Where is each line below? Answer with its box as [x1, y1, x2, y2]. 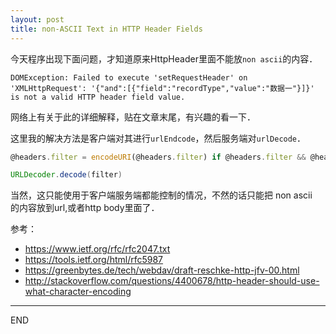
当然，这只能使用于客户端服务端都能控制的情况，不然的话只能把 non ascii [10, 189, 313, 201]
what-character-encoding [24, 286, 132, 298]
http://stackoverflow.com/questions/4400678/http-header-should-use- [24, 275, 320, 287]
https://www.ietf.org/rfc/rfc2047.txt [24, 243, 171, 255]
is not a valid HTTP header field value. [10, 92, 186, 102]
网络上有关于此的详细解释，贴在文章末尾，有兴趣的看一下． [10, 111, 256, 123]
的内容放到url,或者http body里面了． [10, 202, 160, 214]
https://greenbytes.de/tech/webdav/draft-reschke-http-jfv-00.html [24, 264, 300, 276]
